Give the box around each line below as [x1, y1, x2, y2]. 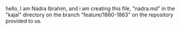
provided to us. [5, 18, 42, 24]
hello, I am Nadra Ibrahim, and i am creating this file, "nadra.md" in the [5, 5, 175, 12]
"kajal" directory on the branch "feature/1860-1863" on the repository [5, 11, 173, 18]
